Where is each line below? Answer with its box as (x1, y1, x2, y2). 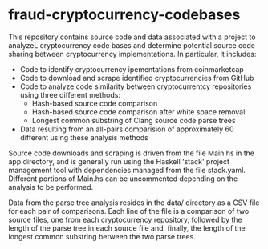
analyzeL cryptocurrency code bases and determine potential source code (8, 40, 255, 50)
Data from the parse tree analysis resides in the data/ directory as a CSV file (8, 198, 260, 207)
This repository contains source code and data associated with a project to (8, 32, 256, 42)
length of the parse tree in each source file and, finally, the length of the (8, 223, 246, 233)
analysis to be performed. (8, 182, 94, 191)
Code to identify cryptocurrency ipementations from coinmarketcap (19, 64, 245, 74)
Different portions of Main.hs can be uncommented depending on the (8, 174, 238, 183)
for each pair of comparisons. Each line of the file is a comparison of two (8, 206, 250, 215)
